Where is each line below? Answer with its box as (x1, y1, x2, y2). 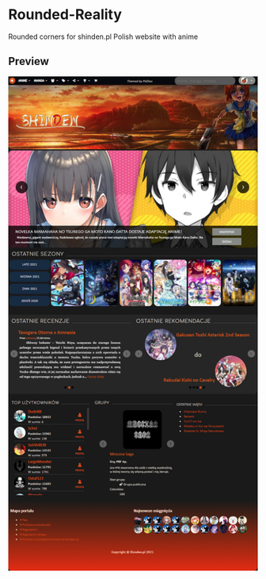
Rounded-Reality (8, 6, 123, 24)
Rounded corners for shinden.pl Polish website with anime (8, 32, 199, 41)
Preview (8, 55, 50, 68)
